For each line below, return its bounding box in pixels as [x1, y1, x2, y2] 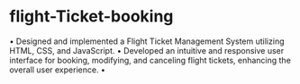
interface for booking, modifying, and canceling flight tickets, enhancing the [9, 55, 291, 65]
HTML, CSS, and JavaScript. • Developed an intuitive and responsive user [9, 45, 285, 55]
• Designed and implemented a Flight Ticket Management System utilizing [9, 36, 285, 46]
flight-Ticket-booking [9, 6, 174, 27]
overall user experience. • [9, 64, 106, 75]
